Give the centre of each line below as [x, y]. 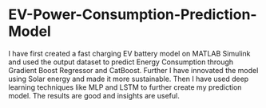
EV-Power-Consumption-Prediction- [133, 15]
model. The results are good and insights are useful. [94, 95]
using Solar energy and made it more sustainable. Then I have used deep [129, 79]
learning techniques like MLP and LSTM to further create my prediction [125, 87]
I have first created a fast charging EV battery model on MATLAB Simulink [129, 53]
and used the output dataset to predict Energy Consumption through [121, 62]
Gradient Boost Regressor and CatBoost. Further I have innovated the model [133, 70]
